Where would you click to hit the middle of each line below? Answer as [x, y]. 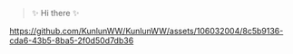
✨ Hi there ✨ [55, 13]
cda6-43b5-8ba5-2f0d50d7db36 [72, 40]
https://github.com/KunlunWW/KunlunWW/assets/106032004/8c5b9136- [146, 31]
